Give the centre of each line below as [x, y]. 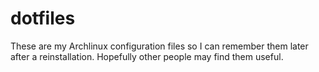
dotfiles [43, 18]
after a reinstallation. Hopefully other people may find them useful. [147, 56]
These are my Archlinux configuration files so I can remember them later [159, 46]
